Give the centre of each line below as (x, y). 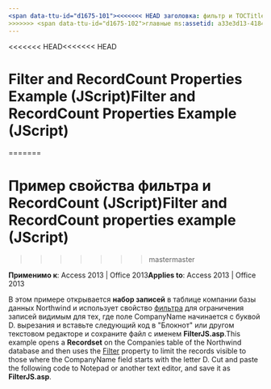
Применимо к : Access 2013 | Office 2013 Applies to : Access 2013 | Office (132, 275)
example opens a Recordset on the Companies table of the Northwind (125, 342)
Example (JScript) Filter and (102, 96)
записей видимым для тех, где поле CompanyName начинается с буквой (134, 317)
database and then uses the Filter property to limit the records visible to (127, 351)
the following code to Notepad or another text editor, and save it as (120, 368)
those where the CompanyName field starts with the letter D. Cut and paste (133, 360)
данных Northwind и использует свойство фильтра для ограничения (126, 308)
